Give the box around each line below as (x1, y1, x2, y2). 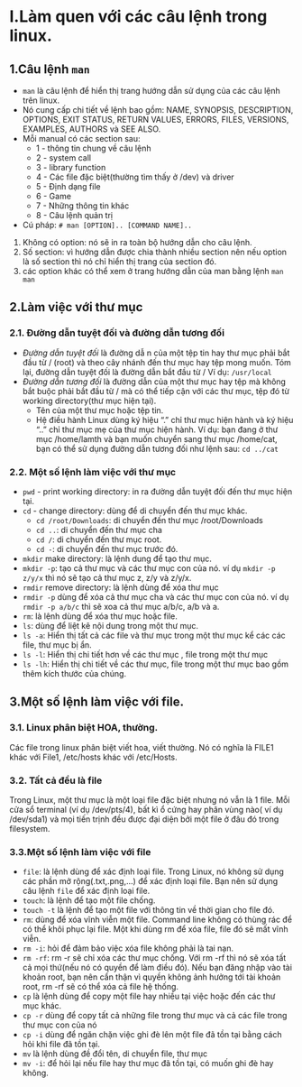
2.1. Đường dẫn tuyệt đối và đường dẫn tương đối (9, 327, 225, 339)
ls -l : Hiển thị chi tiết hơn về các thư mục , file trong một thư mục (22, 649, 269, 659)
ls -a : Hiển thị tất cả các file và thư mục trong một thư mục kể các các (22, 630, 286, 640)
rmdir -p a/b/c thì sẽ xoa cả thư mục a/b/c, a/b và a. (22, 601, 220, 612)
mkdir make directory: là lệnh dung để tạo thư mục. (22, 553, 212, 564)
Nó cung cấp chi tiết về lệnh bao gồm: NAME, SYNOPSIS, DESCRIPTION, (22, 105, 294, 115)
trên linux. (22, 95, 60, 106)
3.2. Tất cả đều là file (9, 774, 103, 787)
